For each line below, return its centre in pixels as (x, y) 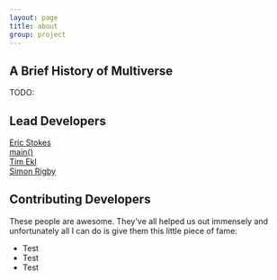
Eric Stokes (30, 142)
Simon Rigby (33, 171)
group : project (38, 34)
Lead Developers (58, 121)
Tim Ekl (23, 162)
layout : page (34, 18)
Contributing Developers (80, 199)
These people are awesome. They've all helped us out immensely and (138, 221)
